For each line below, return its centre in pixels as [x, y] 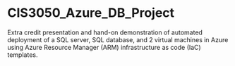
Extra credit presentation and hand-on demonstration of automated [105, 32]
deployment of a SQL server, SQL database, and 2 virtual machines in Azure [118, 39]
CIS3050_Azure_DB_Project [91, 13]
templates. [23, 55]
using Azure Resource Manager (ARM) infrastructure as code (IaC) [104, 47]
